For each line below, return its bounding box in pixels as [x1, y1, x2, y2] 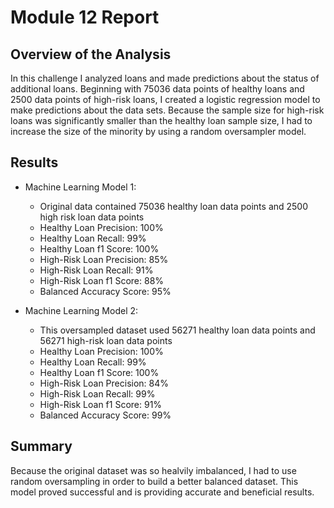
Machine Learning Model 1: [24, 181, 137, 193]
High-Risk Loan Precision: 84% [39, 377, 170, 389]
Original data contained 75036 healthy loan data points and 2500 [39, 200, 309, 212]
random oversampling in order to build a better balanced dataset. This [10, 475, 299, 487]
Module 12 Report [10, 6, 160, 29]
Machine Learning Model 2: [24, 304, 139, 316]
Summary [10, 438, 73, 455]
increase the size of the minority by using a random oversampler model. [10, 126, 307, 137]
